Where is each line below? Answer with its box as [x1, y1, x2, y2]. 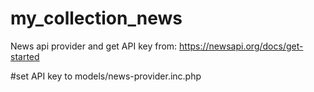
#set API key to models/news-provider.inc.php [10, 70, 202, 82]
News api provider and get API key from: [10, 40, 178, 52]
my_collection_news [10, 7, 183, 30]
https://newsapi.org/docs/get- [179, 40, 304, 52]
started [10, 50, 40, 62]
